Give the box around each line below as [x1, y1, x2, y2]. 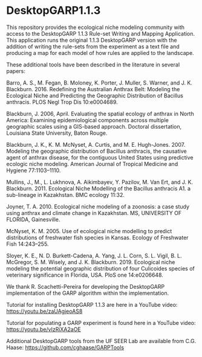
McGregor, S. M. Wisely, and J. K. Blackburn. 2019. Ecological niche [6, 258, 175, 266]
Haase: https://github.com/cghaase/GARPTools [6, 344, 125, 351]
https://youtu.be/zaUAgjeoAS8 [6, 307, 83, 315]
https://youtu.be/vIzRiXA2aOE [6, 326, 82, 333]
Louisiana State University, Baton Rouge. [6, 129, 108, 137]
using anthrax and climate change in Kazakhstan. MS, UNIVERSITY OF [6, 209, 182, 216]
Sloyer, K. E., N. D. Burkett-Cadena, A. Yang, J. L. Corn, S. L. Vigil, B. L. [6, 252, 182, 259]
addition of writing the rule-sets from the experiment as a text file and [6, 43, 180, 50]
